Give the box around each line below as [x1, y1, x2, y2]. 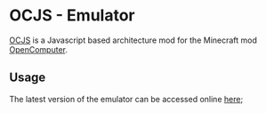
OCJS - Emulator [9, 5, 135, 26]
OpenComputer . [9, 44, 69, 54]
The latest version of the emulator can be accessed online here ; [9, 93, 244, 104]
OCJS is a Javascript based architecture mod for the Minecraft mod [9, 35, 258, 45]
